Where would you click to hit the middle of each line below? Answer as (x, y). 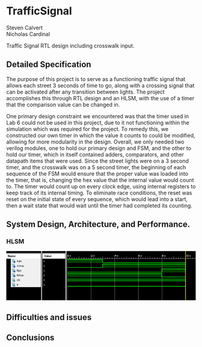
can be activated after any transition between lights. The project (86, 92)
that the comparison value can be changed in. (63, 104)
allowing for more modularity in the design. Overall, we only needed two (95, 142)
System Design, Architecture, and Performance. (98, 224)
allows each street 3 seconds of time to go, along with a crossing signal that (100, 85)
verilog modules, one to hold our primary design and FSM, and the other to (99, 148)
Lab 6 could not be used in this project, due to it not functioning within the (98, 122)
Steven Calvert (25, 28)
